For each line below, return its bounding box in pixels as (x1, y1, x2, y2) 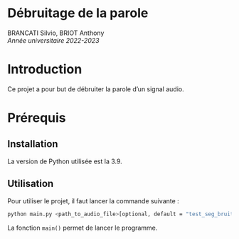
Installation (7, 138, 58, 151)
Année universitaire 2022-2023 (7, 36, 100, 44)
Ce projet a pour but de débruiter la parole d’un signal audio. (7, 84, 184, 93)
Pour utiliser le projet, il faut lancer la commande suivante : (7, 196, 179, 205)
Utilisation (7, 178, 54, 190)
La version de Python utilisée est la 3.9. (7, 157, 122, 166)
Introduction (7, 61, 83, 78)
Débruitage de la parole (7, 5, 149, 21)
